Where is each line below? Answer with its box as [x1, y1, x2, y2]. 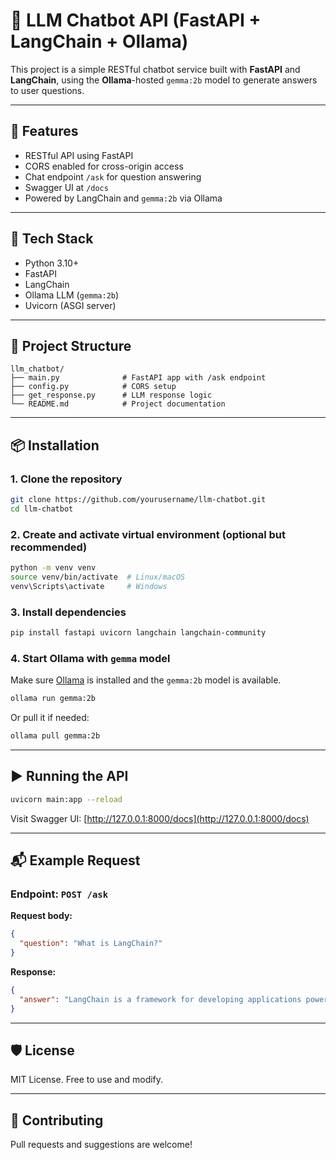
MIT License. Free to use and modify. [10, 1074, 164, 1086]
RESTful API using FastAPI [24, 149, 134, 161]
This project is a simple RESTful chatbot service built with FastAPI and [10, 63, 301, 75]
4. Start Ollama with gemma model [10, 651, 171, 665]
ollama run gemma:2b [10, 694, 97, 704]
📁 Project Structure [10, 337, 132, 354]
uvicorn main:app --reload [10, 794, 123, 804]
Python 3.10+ [24, 257, 80, 269]
